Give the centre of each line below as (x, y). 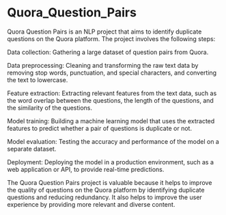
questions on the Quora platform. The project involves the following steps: (111, 38)
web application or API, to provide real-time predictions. (86, 169)
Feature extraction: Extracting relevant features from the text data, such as (112, 93)
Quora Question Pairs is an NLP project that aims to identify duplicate (104, 31)
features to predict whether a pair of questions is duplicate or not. (100, 128)
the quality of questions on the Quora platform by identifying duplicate (106, 190)
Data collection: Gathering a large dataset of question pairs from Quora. (108, 52)
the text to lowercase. (38, 79)
